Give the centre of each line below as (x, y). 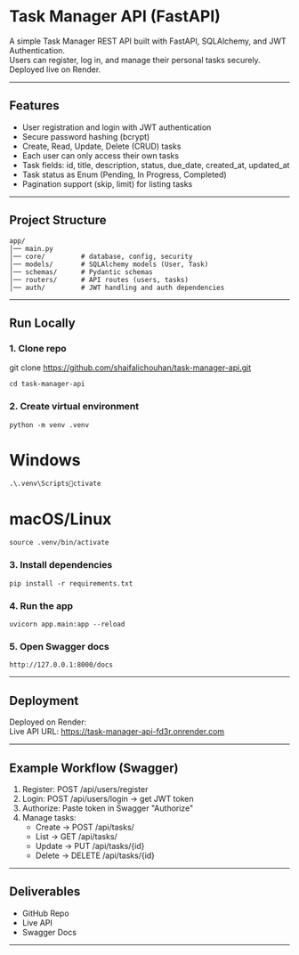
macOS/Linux (61, 519)
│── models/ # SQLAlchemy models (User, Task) (109, 264)
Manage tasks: (49, 817)
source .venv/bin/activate (59, 543)
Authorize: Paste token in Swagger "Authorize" (108, 808)
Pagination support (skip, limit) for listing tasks (107, 183)
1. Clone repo (38, 348)
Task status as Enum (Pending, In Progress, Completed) (124, 174)
